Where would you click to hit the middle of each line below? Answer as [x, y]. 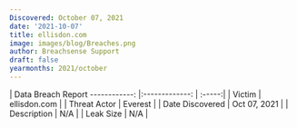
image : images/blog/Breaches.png [73, 43]
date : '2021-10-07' [46, 26]
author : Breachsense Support [64, 52]
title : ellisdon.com [49, 34]
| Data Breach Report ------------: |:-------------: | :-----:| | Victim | [135, 94]
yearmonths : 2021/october [58, 69]
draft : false [34, 60]
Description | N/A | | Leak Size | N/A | [79, 113]
